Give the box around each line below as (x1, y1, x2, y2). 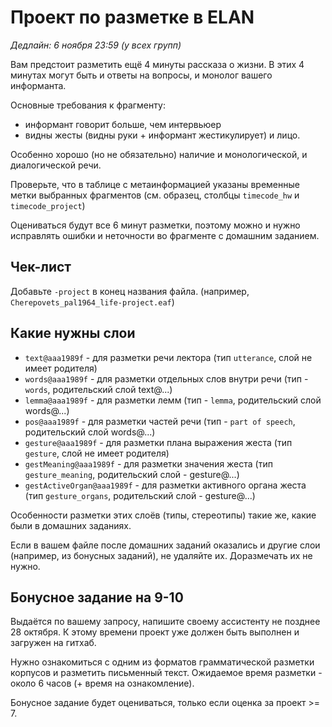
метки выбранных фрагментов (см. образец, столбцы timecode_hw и (10, 189, 300, 201)
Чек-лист (10, 259, 72, 276)
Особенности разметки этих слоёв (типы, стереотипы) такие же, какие (10, 509, 317, 521)
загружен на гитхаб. (10, 637, 97, 649)
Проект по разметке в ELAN (10, 6, 255, 29)
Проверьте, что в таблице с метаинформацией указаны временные (10, 178, 300, 190)
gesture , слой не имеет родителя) (24, 447, 170, 459)
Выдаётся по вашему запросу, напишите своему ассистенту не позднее (10, 616, 321, 628)
